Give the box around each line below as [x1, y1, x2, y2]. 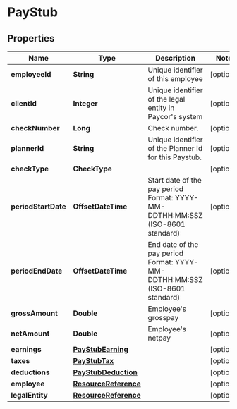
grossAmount [11, 308, 59, 318]
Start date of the [147, 176, 202, 185]
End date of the [147, 240, 199, 249]
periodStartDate [11, 202, 66, 212]
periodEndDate [11, 266, 63, 276]
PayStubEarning [73, 345, 129, 354]
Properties [7, 32, 55, 44]
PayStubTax [73, 356, 114, 365]
